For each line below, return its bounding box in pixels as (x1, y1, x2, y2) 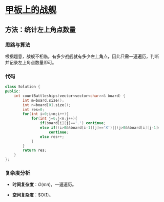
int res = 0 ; (22, 107, 45, 112)
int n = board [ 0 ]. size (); (22, 102, 71, 108)
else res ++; (40, 134, 64, 139)
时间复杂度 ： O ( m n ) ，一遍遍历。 (12, 181, 77, 187)
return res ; (22, 148, 47, 153)
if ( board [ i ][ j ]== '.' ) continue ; (40, 121, 106, 126)
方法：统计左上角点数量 (5, 25, 76, 34)
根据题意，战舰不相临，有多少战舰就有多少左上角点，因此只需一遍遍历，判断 (5, 53, 159, 59)
